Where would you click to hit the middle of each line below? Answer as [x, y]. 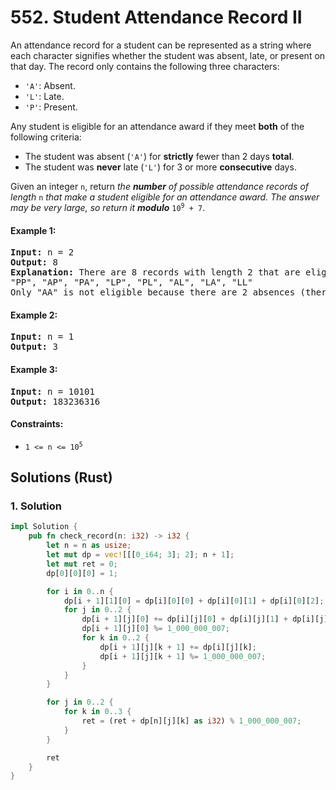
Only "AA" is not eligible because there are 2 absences [153, 292]
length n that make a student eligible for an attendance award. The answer [165, 197]
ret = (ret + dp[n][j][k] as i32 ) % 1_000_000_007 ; [191, 721]
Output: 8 [34, 262]
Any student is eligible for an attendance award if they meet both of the [157, 126]
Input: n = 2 [42, 252]
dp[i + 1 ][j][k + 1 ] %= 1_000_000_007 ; [183, 656]
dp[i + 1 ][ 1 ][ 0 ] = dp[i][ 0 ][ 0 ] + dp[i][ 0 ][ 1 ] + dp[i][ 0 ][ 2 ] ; [194, 601]
